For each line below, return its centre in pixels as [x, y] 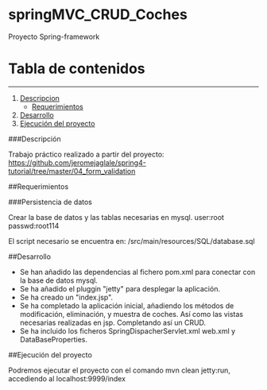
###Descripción [35, 139]
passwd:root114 [34, 226]
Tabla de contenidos [77, 69]
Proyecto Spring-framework [54, 37]
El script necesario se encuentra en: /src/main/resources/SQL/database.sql [132, 241]
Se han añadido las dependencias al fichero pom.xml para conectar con [137, 272]
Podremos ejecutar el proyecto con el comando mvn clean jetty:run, [119, 370]
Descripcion [39, 98]
